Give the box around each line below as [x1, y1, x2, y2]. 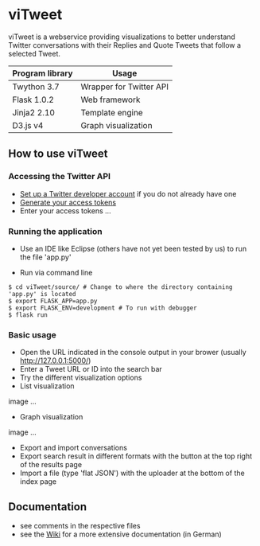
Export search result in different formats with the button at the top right [19, 451, 253, 461]
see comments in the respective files [19, 521, 141, 531]
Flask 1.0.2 [12, 94, 54, 105]
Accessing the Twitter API [8, 171, 111, 182]
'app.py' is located [8, 290, 77, 298]
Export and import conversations [19, 443, 127, 453]
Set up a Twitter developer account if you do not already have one [19, 189, 237, 198]
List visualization [19, 381, 75, 391]
